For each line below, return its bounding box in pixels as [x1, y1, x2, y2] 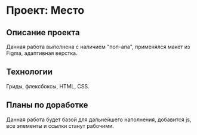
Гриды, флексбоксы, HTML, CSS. [6, 82, 90, 90]
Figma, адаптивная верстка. [6, 50, 78, 57]
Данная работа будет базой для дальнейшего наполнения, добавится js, [6, 116, 192, 123]
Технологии [6, 67, 53, 77]
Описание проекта [6, 27, 80, 38]
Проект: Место [6, 4, 85, 17]
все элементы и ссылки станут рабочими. [6, 122, 115, 129]
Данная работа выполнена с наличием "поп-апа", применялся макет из [6, 43, 190, 50]
